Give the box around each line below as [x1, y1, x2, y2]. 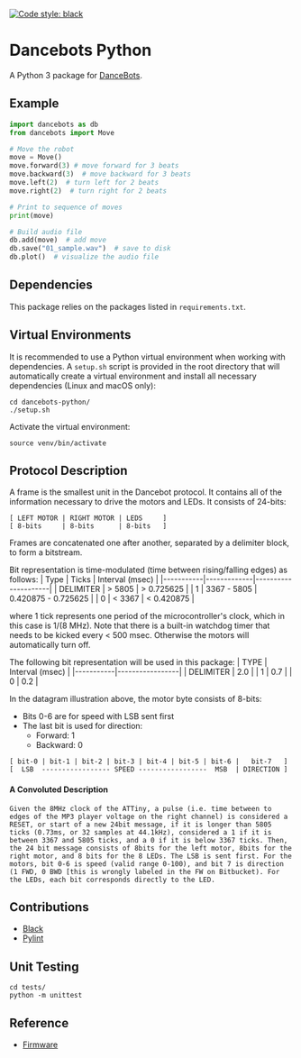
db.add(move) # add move [9, 235, 106, 245]
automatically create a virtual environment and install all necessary [9, 370, 257, 381]
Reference [9, 1015, 69, 1031]
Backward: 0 [35, 740, 84, 751]
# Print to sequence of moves [9, 203, 123, 212]
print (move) [9, 211, 54, 220]
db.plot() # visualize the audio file [9, 252, 160, 261]
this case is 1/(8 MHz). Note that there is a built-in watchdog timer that [9, 620, 270, 631]
